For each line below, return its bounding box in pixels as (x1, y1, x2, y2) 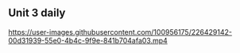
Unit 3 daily (8, 6, 66, 20)
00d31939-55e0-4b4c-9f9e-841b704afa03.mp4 (8, 36, 168, 45)
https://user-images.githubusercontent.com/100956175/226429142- (8, 27, 233, 36)
